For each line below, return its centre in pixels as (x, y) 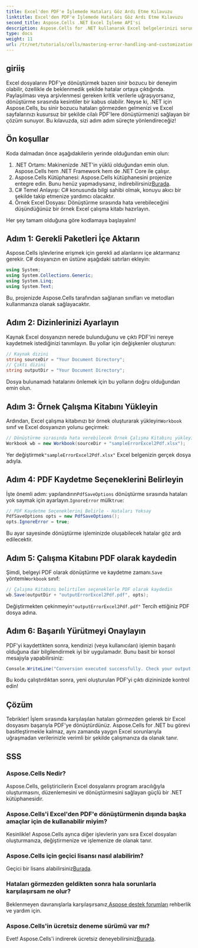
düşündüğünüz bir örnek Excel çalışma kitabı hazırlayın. (82, 209)
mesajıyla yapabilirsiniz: (35, 658)
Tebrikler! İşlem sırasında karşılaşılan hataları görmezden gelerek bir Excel (96, 719)
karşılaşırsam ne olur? (39, 891)
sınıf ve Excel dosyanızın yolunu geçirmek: (58, 427)
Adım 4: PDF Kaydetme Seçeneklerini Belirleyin (95, 480)
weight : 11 (19, 39)
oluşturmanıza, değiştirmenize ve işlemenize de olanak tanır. (79, 840)
